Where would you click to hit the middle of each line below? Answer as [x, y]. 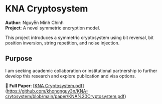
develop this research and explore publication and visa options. [71, 76]
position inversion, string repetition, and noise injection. [62, 42]
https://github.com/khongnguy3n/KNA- [47, 91]
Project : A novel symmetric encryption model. [53, 27]
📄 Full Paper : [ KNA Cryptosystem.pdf [44, 85]
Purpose [19, 59]
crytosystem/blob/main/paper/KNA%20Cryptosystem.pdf [65, 96]
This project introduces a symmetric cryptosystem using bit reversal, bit [79, 37]
